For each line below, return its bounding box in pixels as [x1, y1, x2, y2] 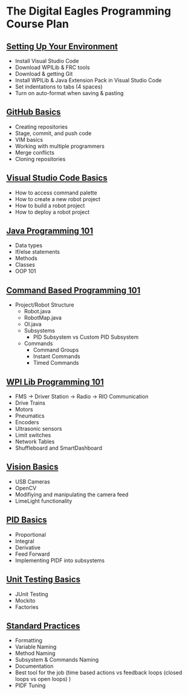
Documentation [15, 662, 54, 670]
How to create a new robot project [15, 195, 101, 202]
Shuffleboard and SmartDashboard [15, 444, 103, 452]
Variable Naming [15, 643, 57, 651]
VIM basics [15, 136, 44, 143]
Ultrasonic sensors [15, 425, 62, 433]
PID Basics [6, 515, 47, 525]
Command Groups [33, 347, 79, 354]
